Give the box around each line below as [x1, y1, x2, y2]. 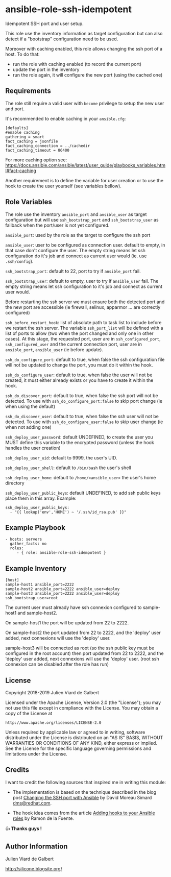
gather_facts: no [10, 541, 47, 547]
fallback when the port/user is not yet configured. [5, 222, 110, 228]
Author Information [5, 842, 68, 851]
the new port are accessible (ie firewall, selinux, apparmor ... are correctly [5, 304, 161, 310]
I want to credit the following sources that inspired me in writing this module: [5, 779, 166, 785]
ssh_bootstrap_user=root [5, 596, 58, 601]
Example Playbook [5, 523, 65, 532]
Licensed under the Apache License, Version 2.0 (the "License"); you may [5, 699, 161, 705]
